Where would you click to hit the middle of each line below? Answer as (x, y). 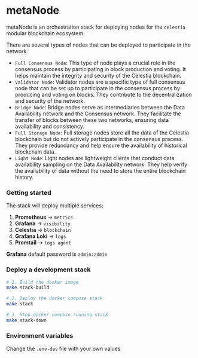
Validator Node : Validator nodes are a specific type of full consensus (100, 82)
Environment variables (40, 335)
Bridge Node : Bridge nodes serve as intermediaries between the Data (100, 107)
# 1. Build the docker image (42, 282)
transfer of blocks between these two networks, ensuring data (92, 120)
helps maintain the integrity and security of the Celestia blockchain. (98, 75)
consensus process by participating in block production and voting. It (100, 69)
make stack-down (26, 320)
